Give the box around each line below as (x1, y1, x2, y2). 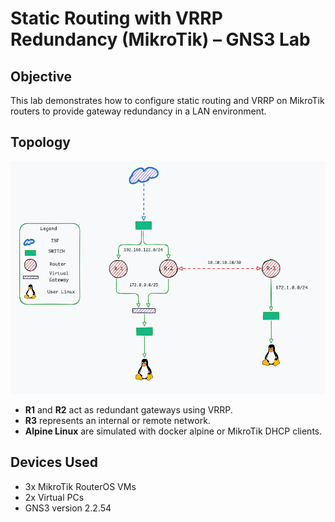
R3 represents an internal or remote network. (24, 414, 211, 426)
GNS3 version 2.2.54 (24, 502, 112, 514)
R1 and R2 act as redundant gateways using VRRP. (24, 403, 233, 416)
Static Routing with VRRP (10, 7, 223, 30)
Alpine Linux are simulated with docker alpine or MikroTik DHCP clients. (24, 425, 323, 437)
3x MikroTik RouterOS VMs (24, 480, 137, 492)
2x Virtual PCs (24, 491, 85, 503)
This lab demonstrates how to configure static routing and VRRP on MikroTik (10, 95, 325, 106)
